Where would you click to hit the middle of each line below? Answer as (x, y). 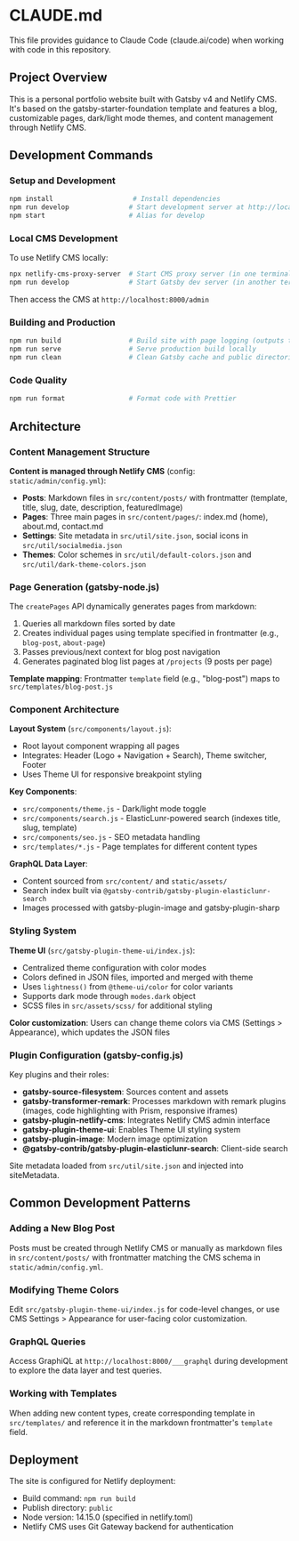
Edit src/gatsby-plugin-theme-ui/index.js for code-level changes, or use (145, 1310)
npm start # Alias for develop (107, 216)
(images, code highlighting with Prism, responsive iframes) (130, 1111)
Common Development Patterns (100, 1203)
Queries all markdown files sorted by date (99, 624)
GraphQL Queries (48, 1342)
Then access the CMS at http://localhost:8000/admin (109, 300)
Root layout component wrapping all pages (101, 746)
